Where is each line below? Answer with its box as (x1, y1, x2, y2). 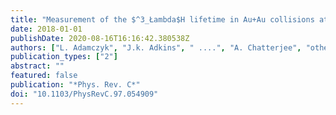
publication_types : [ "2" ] (10, 52, 118, 62)
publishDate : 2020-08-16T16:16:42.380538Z (10, 33, 190, 43)
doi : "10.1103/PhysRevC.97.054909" (10, 89, 159, 99)
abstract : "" (10, 61, 65, 71)
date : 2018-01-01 (10, 24, 83, 34)
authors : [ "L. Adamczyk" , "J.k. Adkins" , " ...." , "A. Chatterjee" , (10, 42, 302, 53)
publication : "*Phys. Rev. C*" (10, 80, 141, 90)
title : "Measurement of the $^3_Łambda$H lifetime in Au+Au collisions (10, 14, 315, 25)
